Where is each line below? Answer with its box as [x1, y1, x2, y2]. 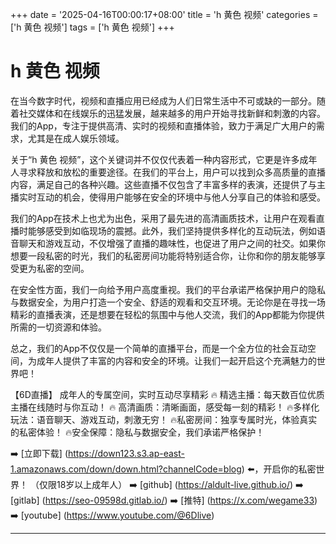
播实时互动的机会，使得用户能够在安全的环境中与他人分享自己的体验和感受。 [10, 191, 326, 203]
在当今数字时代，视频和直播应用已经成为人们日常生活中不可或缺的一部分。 [10, 94, 317, 107]
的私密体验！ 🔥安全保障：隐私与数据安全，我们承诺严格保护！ [10, 426, 265, 438]
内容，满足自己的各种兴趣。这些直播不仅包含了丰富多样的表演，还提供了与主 [10, 178, 326, 190]
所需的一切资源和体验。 [10, 321, 107, 333]
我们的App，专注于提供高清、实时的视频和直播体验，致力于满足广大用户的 [10, 119, 317, 132]
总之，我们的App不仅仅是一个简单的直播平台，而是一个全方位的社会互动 [10, 342, 308, 354]
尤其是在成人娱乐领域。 [27, 132, 125, 144]
